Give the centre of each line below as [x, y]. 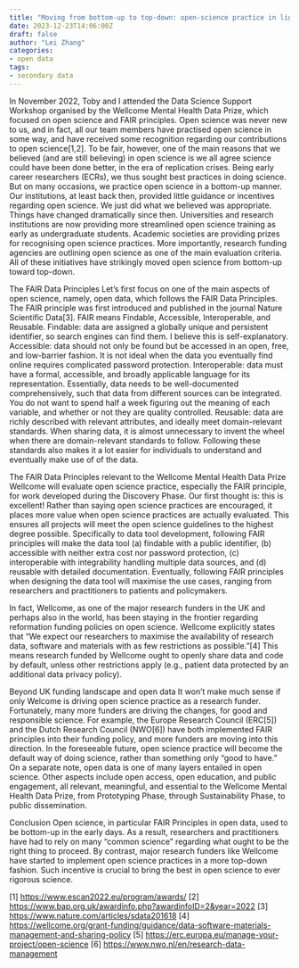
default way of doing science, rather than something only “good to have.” [143, 757]
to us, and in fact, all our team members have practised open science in [140, 129]
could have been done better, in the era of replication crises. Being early [141, 167]
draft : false [33, 34]
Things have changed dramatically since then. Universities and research [141, 214]
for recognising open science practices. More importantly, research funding [148, 243]
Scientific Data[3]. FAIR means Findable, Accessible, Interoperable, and [140, 317]
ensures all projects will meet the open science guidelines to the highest [141, 524]
